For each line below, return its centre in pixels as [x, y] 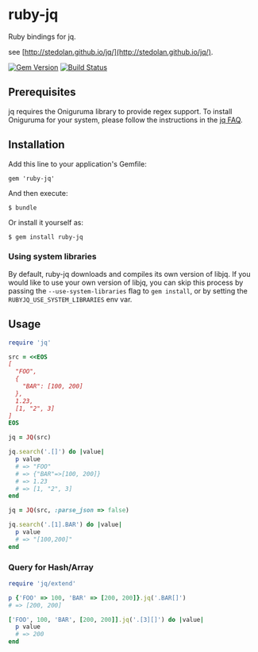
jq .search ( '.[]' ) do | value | [56, 452]
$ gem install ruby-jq [46, 237]
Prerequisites [42, 92]
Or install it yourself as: [46, 222]
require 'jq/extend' [42, 583]
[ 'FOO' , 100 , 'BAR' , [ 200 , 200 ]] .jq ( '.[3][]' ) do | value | [106, 619]
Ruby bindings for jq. [42, 36]
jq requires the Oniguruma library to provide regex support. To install [120, 111]
